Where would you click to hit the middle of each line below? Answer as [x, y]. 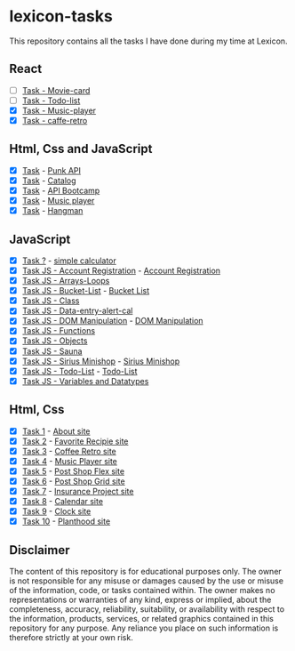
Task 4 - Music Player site [70, 461]
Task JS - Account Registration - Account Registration [121, 270]
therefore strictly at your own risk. [71, 637]
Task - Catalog [49, 181]
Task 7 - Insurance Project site [78, 491]
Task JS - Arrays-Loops [66, 281]
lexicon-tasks [61, 16]
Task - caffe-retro [55, 120]
